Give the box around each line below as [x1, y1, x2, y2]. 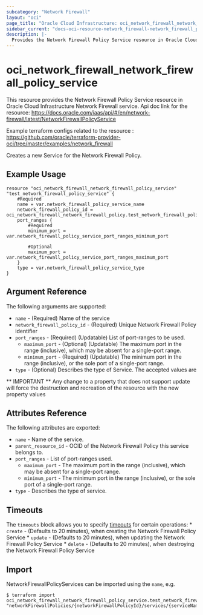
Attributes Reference [6, 408, 87, 418]
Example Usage [6, 169, 66, 179]
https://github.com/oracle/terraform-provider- [6, 133, 121, 141]
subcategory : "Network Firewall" [6, 8, 91, 15]
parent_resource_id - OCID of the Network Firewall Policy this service [14, 442, 189, 450]
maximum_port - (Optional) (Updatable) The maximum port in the [24, 340, 182, 347]
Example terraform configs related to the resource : [6, 127, 134, 134]
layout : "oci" [6, 15, 42, 21]
